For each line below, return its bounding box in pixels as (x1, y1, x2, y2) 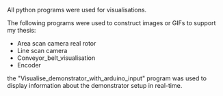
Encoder (16, 61, 41, 69)
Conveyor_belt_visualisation (16, 54, 96, 62)
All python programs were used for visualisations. (7, 6, 147, 14)
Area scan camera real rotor (16, 39, 96, 47)
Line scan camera (16, 47, 68, 54)
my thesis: (7, 27, 36, 34)
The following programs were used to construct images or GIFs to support (7, 19, 216, 27)
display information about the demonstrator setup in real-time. (7, 82, 183, 89)
